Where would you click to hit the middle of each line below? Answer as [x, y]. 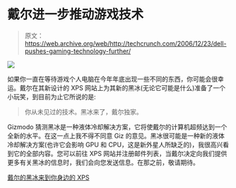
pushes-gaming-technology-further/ [78, 51]
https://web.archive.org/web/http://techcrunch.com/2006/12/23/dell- [125, 43]
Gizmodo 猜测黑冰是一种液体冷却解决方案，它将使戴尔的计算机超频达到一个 [117, 127]
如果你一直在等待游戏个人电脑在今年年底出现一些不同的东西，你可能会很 [112, 79]
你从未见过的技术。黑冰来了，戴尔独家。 [83, 111]
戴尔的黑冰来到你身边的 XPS [48, 177]
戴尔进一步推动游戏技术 [76, 15]
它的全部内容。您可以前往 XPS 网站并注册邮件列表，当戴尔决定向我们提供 [120, 153]
